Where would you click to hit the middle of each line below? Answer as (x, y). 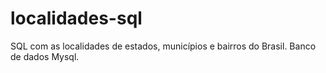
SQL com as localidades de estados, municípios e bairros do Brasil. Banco (163, 46)
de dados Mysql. (45, 56)
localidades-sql (76, 18)
